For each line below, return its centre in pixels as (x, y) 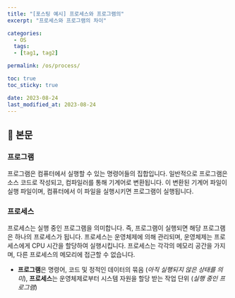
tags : (22, 47)
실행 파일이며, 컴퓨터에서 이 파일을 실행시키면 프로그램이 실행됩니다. (101, 191)
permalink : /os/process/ (44, 66)
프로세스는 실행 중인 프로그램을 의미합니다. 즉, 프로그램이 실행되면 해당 (104, 228)
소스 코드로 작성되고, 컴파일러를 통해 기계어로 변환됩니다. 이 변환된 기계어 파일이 (117, 183)
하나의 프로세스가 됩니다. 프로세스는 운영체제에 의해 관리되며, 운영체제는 (114, 237)
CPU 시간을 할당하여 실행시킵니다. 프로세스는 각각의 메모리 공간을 (122, 246)
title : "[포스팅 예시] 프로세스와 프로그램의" (66, 14)
